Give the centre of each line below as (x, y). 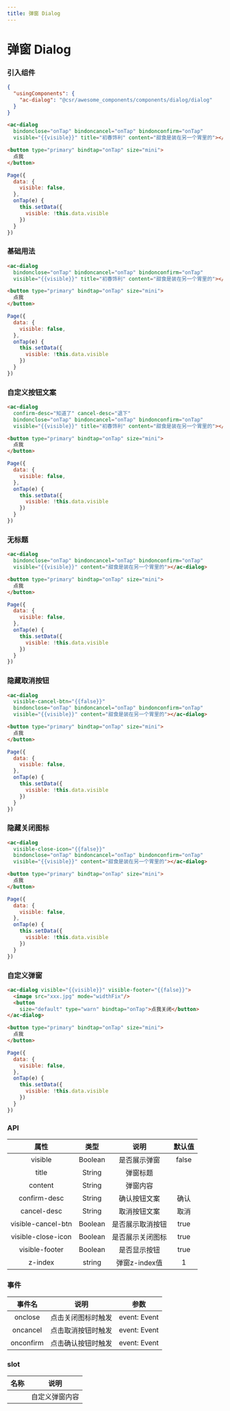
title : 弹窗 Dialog (34, 13)
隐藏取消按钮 (28, 681)
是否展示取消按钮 (139, 1224)
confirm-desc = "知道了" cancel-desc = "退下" (72, 413)
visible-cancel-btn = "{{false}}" (60, 702)
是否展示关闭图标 (139, 1237)
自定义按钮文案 (32, 392)
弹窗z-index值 (139, 1262)
